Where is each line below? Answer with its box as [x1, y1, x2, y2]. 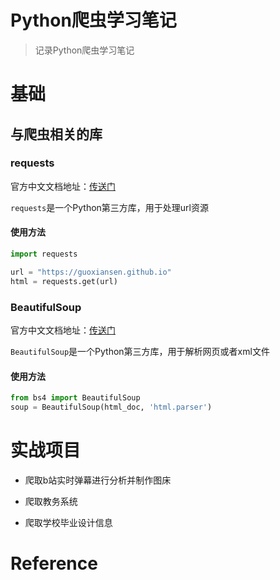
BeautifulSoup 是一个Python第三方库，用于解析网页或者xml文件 [10, 345, 270, 357]
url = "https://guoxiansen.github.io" [10, 267, 172, 277]
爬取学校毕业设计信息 [24, 516, 113, 528]
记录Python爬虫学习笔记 [34, 44, 135, 56]
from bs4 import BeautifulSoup [10, 393, 141, 403]
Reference [10, 552, 98, 575]
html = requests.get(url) [10, 276, 118, 286]
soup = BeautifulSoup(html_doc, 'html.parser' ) [10, 402, 213, 413]
